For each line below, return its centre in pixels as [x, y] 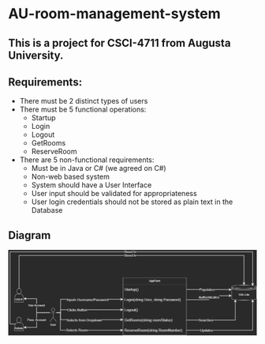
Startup [44, 118]
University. [36, 55]
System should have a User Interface [91, 185]
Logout [43, 134]
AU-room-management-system [114, 14]
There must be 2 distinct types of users [84, 101]
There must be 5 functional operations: [83, 110]
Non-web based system [71, 177]
